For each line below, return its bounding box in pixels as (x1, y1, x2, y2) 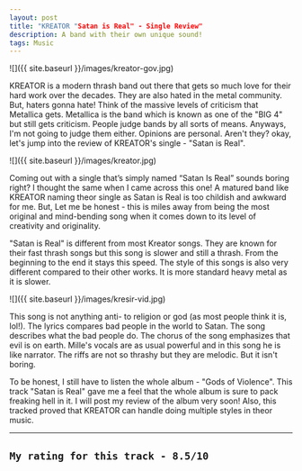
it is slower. (9, 276, 51, 287)
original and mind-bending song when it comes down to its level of (9, 211, 256, 222)
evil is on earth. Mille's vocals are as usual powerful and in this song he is (9, 340, 281, 351)
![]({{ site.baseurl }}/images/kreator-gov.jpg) (9, 63, 174, 74)
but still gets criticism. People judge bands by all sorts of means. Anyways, (9, 119, 287, 130)
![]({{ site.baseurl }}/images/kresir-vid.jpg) (9, 294, 166, 304)
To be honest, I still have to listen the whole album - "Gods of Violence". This (9, 376, 293, 387)
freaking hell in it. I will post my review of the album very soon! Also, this (9, 395, 277, 406)
